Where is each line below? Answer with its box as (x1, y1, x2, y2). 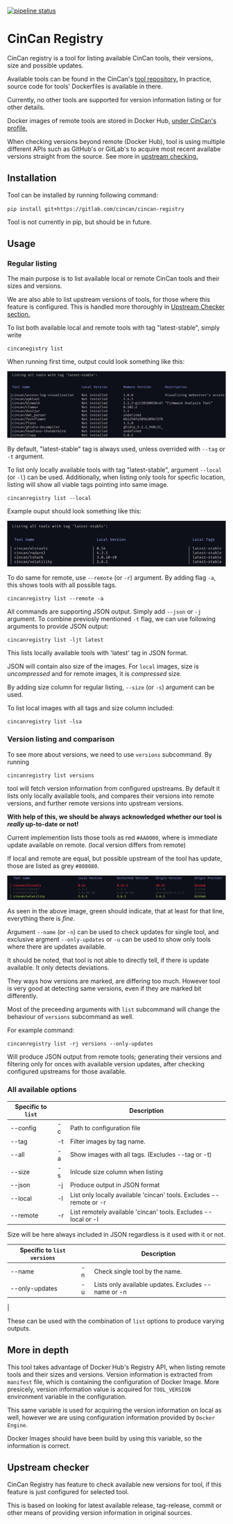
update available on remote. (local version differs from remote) (7, 840, 186, 849)
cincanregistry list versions (7, 772, 95, 779)
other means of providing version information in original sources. (7, 1508, 193, 1516)
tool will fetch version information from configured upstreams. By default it (7, 784, 221, 792)
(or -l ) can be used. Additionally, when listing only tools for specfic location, (7, 473, 225, 481)
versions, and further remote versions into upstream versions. (7, 799, 184, 807)
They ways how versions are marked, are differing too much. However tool (7, 977, 221, 986)
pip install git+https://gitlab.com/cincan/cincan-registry (7, 205, 185, 212)
